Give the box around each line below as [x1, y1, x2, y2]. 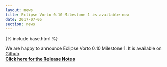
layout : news [5, 7, 33, 13]
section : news [5, 21, 36, 27]
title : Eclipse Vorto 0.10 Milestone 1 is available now [5, 12, 129, 17]
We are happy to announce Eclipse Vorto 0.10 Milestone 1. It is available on [5, 45, 162, 51]
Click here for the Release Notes [5, 56, 75, 62]
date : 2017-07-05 [5, 17, 42, 22]
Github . [5, 51, 21, 57]
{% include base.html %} [5, 36, 58, 42]
